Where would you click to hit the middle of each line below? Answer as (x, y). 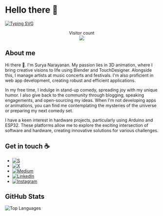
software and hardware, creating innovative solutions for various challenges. (82, 130)
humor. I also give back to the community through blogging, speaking (75, 95)
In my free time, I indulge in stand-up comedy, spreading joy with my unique (81, 90)
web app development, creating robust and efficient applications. (70, 80)
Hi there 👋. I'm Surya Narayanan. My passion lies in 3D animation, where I (79, 65)
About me (20, 53)
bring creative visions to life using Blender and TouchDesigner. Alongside (79, 70)
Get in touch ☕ (27, 147)
